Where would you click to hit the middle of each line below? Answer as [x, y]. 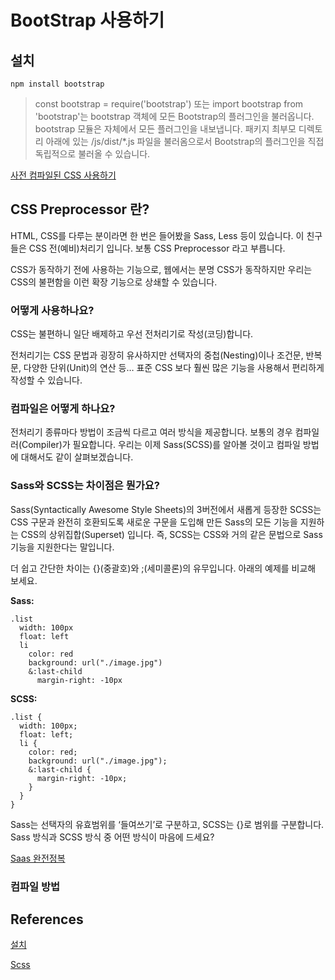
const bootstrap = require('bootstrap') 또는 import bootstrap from [169, 104]
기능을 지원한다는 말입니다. [62, 547]
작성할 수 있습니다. [46, 380]
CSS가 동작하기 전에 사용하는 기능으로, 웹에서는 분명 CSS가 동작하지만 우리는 [161, 269]
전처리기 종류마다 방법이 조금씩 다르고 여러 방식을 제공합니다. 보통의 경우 [151, 432]
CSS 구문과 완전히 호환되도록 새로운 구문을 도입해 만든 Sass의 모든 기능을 [154, 522]
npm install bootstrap [57, 84]
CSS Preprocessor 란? [80, 209]
